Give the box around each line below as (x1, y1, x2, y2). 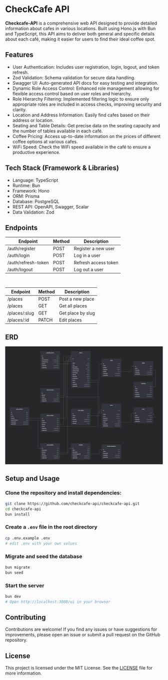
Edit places (59, 317, 82, 323)
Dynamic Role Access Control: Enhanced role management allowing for (12, 85, 159, 91)
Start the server (5, 582, 44, 589)
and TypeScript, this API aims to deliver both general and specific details (5, 31, 155, 37)
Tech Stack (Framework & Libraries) (5, 164, 119, 173)
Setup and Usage (5, 474, 60, 482)
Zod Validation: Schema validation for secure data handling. (12, 74, 135, 81)
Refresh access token (73, 259, 118, 265)
